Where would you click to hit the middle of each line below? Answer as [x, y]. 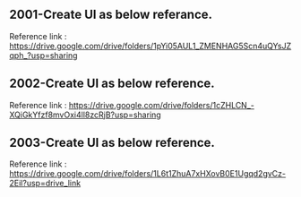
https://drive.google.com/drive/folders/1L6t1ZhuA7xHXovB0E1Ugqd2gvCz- [148, 174]
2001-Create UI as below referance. [111, 15]
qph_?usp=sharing [43, 55]
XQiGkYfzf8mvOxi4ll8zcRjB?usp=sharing [85, 115]
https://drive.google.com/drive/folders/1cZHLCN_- [162, 105]
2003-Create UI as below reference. [112, 143]
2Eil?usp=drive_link [45, 184]
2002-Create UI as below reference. [112, 84]
